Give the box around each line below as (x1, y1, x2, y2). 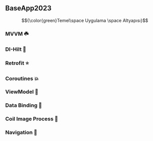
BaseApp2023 (5, 4, 52, 13)
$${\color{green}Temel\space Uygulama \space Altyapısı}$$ (21, 17, 148, 23)
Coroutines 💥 (5, 75, 39, 82)
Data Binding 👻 (5, 102, 42, 109)
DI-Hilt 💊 (5, 45, 26, 52)
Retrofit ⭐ (5, 59, 29, 66)
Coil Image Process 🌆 (5, 115, 59, 122)
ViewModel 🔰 (5, 88, 39, 95)
